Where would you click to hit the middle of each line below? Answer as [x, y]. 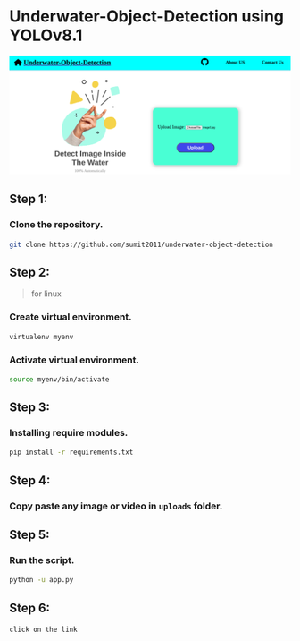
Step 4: [30, 480]
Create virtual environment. [71, 317]
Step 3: [30, 408]
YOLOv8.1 [46, 35]
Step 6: [30, 607]
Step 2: [30, 273]
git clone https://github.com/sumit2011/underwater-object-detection [142, 244]
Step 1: [29, 199]
